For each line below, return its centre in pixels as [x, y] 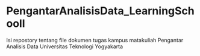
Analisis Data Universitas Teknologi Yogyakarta [65, 46]
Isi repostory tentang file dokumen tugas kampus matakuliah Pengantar [95, 40]
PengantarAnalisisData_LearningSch [100, 11]
